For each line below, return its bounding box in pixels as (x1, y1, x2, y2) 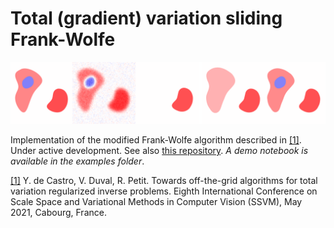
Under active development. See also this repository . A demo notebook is (10, 145, 309, 157)
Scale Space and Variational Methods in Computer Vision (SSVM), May (10, 196, 303, 208)
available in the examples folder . (10, 155, 145, 167)
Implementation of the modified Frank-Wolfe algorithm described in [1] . (10, 134, 302, 146)
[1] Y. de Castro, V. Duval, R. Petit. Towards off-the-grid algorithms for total (10, 175, 318, 187)
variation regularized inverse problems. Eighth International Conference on (10, 185, 318, 197)
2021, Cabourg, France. (10, 207, 107, 219)
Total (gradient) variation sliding (10, 7, 283, 30)
